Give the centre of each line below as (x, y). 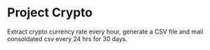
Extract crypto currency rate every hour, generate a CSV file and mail (105, 32)
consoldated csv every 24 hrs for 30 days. (67, 38)
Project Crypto (50, 13)
